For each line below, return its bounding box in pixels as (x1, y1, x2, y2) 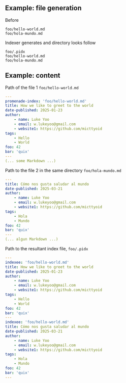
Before (5, 17, 19, 23)
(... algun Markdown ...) (5, 237, 58, 242)
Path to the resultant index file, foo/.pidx (5, 246, 89, 251)
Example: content (5, 71, 61, 80)
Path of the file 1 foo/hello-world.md (5, 84, 79, 91)
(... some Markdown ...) (5, 158, 56, 163)
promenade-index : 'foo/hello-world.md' (5, 98, 87, 103)
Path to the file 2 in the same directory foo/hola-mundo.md (5, 167, 122, 173)
